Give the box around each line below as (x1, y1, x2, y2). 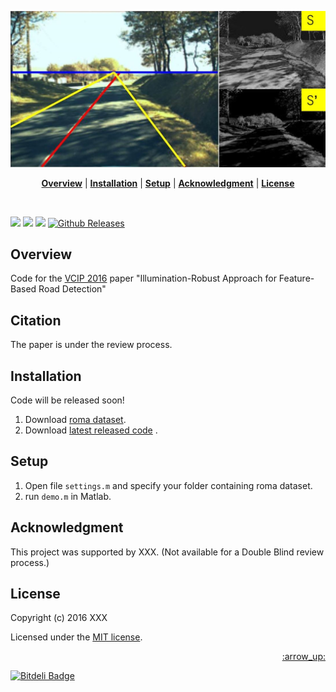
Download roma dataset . (24, 413, 127, 425)
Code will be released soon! (10, 394, 125, 406)
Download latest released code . (24, 424, 158, 436)
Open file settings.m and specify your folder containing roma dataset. (24, 479, 313, 491)
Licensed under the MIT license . (10, 631, 143, 643)
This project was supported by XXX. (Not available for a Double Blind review (10, 546, 325, 558)
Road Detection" (38, 283, 107, 295)
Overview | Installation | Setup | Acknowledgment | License (41, 177, 295, 189)
